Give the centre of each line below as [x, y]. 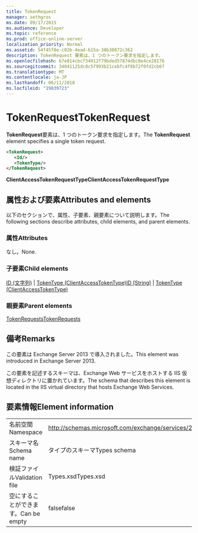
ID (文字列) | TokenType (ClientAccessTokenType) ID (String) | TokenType [94, 282]
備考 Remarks [31, 339]
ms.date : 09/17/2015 [32, 22]
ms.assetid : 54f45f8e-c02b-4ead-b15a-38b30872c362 [70, 50]
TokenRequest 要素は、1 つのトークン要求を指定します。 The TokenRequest [98, 134]
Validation [29, 477]
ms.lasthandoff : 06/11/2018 [41, 83]
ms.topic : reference [32, 34]
